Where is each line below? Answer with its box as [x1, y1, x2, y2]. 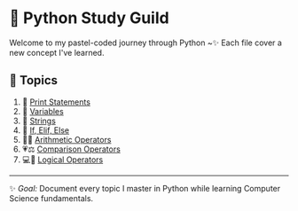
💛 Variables [21, 105, 64, 116]
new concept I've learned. [9, 47, 105, 58]
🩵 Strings [21, 115, 56, 126]
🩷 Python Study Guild [9, 8, 170, 28]
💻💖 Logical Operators [21, 154, 104, 165]
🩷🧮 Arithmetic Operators [21, 134, 112, 145]
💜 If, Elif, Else [21, 124, 69, 136]
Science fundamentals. [9, 192, 94, 203]
